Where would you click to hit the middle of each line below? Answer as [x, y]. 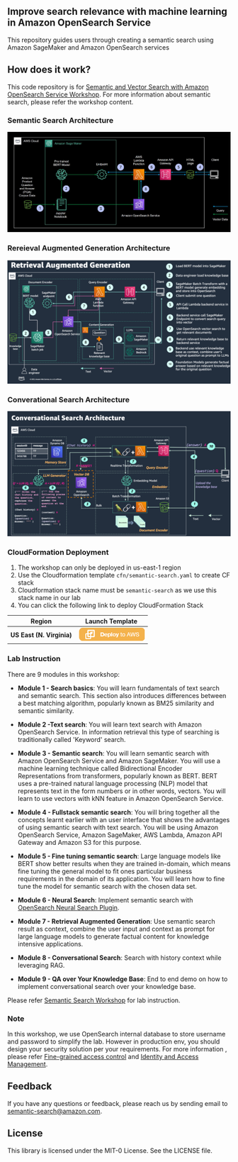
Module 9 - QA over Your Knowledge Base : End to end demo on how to [123, 979]
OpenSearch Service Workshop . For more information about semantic [109, 94]
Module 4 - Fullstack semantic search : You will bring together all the [119, 812]
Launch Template [111, 621]
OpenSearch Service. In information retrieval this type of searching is [118, 732]
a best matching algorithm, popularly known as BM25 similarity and [116, 703]
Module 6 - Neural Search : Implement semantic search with [105, 900]
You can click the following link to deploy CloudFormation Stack [110, 605]
